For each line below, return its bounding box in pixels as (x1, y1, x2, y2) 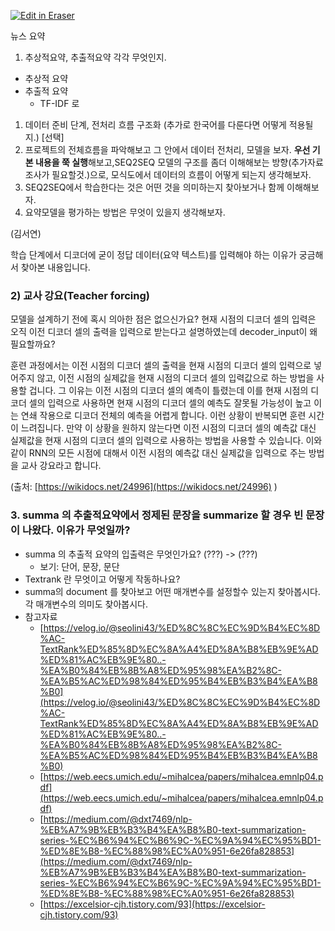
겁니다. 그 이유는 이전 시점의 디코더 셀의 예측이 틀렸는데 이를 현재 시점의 (28, 385, 309, 397)
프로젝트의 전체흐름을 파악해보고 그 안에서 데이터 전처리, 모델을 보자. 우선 (24, 144, 311, 155)
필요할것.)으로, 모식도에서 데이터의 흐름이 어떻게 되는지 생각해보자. (51, 169, 312, 180)
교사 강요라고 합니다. (20, 460, 102, 472)
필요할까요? (10, 338, 56, 350)
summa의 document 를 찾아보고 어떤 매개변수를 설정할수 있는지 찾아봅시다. (24, 585, 321, 597)
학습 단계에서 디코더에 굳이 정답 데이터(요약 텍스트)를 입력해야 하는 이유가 (10, 249, 297, 260)
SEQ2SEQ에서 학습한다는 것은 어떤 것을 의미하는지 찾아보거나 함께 (24, 181, 285, 193)
